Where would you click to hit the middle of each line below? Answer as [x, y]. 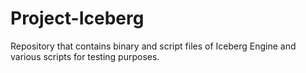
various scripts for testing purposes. [85, 56]
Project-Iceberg [77, 18]
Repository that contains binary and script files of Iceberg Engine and [153, 46]
